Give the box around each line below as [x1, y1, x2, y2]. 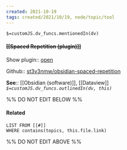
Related [6, 109, 25, 116]
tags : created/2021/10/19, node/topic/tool [6, 14, 115, 20]
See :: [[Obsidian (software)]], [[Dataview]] [6, 79, 109, 86]
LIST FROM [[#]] [6, 122, 46, 128]
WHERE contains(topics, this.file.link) [6, 127, 108, 133]
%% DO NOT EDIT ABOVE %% [6, 138, 82, 145]
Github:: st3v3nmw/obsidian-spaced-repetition [6, 68, 121, 75]
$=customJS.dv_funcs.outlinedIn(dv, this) [6, 85, 112, 91]
